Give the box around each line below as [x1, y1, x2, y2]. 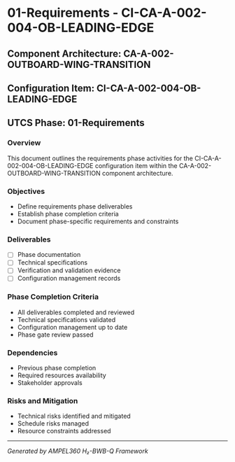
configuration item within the [94, 161, 178, 169]
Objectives [7, 186, 45, 196]
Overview [7, 138, 41, 148]
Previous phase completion [17, 364, 97, 372]
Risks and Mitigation [7, 396, 78, 406]
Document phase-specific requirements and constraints [17, 217, 179, 225]
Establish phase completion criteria [17, 209, 119, 218]
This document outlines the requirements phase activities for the [7, 154, 194, 162]
